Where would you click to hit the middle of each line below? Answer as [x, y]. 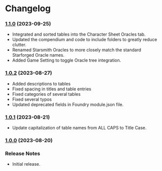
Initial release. [26, 164]
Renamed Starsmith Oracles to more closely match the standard [77, 50]
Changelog [28, 9]
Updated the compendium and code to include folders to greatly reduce [85, 40]
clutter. [19, 45]
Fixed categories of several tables [46, 94]
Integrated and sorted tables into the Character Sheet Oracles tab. [79, 34]
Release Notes [23, 153]
